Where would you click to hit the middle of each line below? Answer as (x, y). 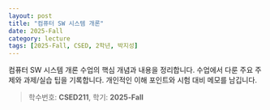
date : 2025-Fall (36, 31)
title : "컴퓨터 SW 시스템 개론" (56, 23)
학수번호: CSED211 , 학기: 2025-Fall (86, 97)
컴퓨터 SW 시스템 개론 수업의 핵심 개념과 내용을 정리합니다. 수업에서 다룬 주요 (131, 70)
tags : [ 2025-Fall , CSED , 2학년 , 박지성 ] (73, 46)
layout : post (30, 16)
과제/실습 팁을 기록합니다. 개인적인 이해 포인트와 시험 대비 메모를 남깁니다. (140, 80)
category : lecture (39, 38)
